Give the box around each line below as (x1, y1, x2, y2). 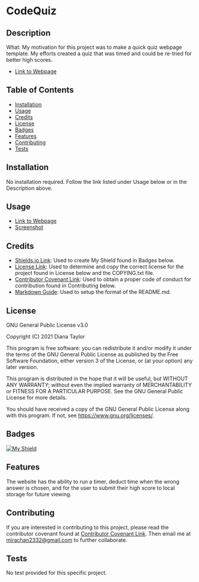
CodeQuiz (6, 4, 57, 18)
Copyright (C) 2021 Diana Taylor (6, 333, 85, 340)
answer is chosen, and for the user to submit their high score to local (6, 484, 175, 492)
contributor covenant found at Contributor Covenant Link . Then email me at (6, 530, 191, 537)
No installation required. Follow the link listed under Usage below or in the (6, 178, 187, 185)
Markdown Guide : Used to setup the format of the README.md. (14, 289, 172, 296)
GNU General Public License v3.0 (6, 321, 88, 328)
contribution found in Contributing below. (14, 282, 116, 289)
